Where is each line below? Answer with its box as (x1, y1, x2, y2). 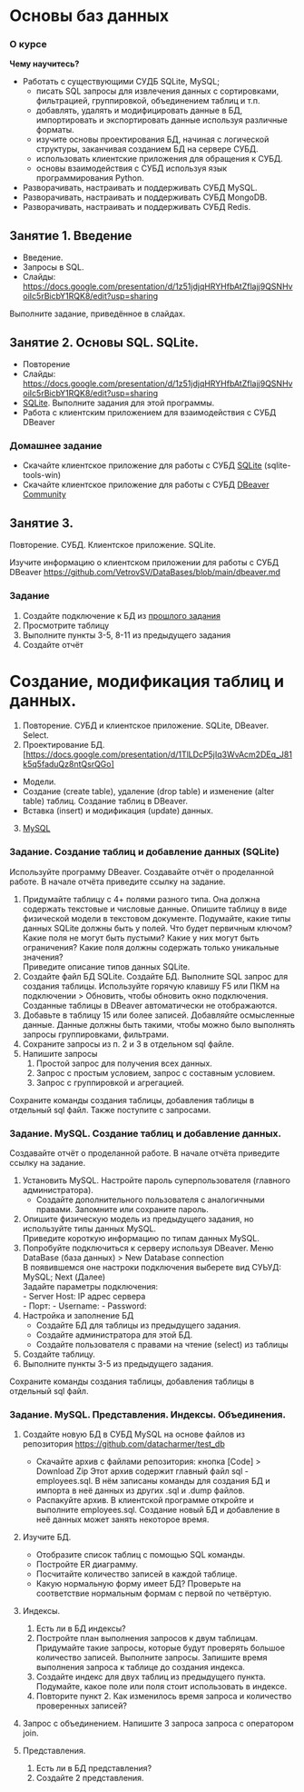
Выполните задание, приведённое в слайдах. (9, 308, 186, 319)
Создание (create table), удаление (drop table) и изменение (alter (22, 786, 275, 797)
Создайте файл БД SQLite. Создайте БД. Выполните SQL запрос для (22, 971, 289, 981)
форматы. (35, 124, 74, 135)
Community (22, 489, 66, 500)
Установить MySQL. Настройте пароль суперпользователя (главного (22, 1175, 290, 1186)
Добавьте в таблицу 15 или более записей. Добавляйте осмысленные (22, 1010, 295, 1020)
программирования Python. (35, 173, 145, 184)
